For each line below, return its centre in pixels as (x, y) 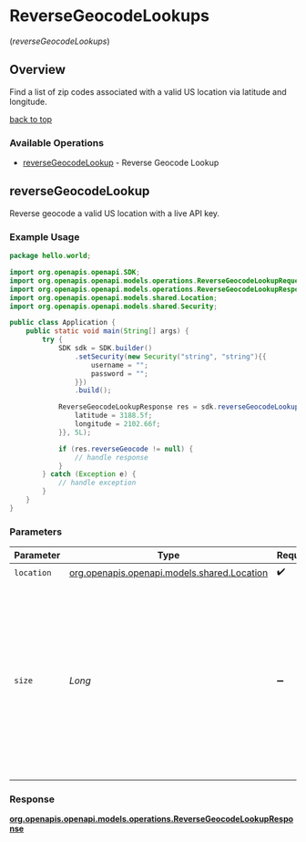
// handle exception (97, 483)
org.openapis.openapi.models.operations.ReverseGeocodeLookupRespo (152, 819)
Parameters (36, 532)
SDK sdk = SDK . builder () (105, 348)
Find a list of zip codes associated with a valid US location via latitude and (148, 91)
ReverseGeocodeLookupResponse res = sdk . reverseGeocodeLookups (180, 407)
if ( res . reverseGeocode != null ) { (126, 449)
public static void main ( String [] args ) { (107, 331)
